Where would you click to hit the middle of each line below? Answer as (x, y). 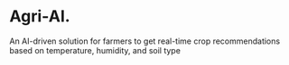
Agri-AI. (40, 16)
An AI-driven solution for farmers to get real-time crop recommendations (145, 41)
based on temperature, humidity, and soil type (95, 50)
